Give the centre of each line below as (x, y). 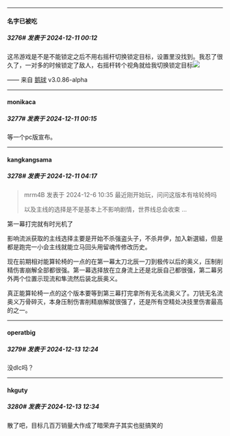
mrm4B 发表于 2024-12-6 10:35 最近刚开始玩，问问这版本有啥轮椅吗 (120, 194)
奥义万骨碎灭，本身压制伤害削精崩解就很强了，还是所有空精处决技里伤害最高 (115, 301)
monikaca (22, 102)
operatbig (22, 333)
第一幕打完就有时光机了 (40, 224)
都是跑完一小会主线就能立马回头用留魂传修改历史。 (79, 246)
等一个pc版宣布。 (32, 137)
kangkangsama (30, 159)
